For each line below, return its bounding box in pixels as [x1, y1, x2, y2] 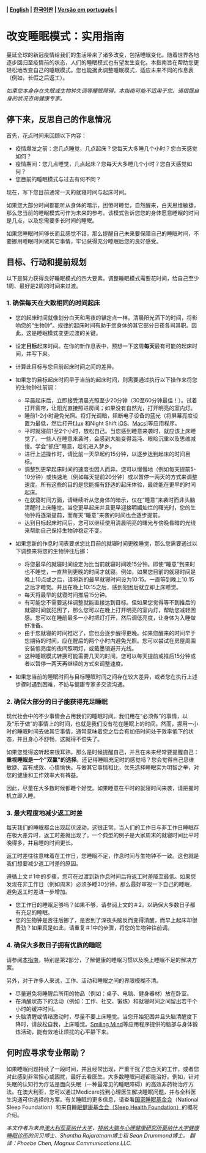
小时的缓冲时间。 [15, 1005, 59, 1012]
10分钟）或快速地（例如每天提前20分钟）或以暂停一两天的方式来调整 [24, 473, 197, 480]
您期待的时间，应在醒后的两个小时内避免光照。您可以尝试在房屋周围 [24, 637, 196, 644]
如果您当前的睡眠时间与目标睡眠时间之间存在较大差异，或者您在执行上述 [15, 673, 197, 680]
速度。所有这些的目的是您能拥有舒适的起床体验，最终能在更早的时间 [24, 481, 196, 488]
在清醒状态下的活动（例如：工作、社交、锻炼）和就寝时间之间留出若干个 [15, 997, 197, 1005]
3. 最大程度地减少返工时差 [6, 809, 83, 817]
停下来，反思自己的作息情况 [6, 115, 111, 125]
